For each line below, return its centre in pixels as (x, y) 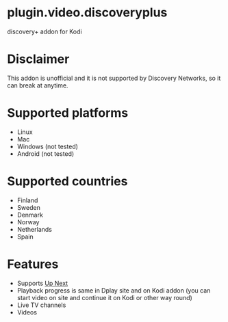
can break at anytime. (38, 85)
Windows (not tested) (48, 146)
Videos (27, 312)
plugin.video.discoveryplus (87, 13)
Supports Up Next (42, 283)
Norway (28, 222)
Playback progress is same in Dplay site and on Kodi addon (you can (114, 290)
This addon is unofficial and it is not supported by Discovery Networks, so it (114, 78)
